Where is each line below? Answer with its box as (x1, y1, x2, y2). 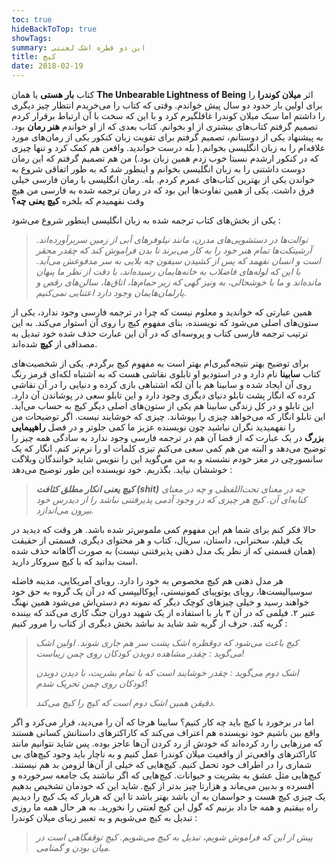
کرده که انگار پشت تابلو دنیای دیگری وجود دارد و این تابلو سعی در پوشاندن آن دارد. (11, 389, 316, 401)
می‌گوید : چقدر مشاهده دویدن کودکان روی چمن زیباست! (35, 647, 245, 659)
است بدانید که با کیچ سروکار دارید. (11, 556, 138, 567)
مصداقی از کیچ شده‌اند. (11, 338, 98, 350)
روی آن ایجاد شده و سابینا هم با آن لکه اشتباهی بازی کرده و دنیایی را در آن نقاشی (11, 379, 312, 390)
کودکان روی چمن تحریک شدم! (35, 677, 148, 689)
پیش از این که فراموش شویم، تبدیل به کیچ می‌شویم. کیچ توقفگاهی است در (35, 831, 313, 843)
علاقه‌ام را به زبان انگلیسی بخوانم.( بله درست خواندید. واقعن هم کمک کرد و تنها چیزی (11, 142, 326, 153)
